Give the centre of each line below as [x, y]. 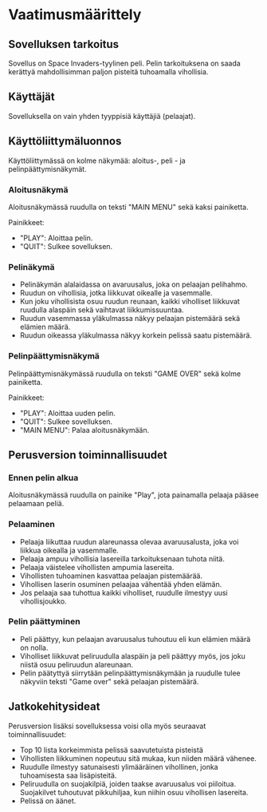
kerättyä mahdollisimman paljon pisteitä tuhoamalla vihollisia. [108, 72]
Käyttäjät [31, 97]
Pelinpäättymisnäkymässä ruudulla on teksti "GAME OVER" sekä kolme [125, 374]
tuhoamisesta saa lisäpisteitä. [68, 775]
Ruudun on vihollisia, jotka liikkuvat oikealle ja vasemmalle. [116, 293]
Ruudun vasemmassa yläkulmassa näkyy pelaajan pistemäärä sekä [130, 319]
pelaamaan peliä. [36, 504]
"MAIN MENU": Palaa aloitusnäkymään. [84, 430]
